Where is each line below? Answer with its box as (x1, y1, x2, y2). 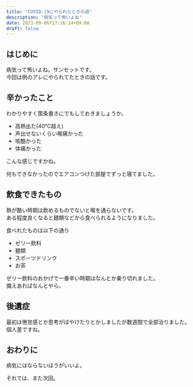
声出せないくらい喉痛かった (14, 130, 84, 137)
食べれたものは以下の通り (6, 227, 70, 234)
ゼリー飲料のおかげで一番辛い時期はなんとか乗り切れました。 (6, 275, 159, 282)
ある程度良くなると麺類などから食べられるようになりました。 (6, 214, 159, 221)
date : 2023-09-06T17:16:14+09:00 (6, 20, 90, 26)
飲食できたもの (6, 190, 62, 200)
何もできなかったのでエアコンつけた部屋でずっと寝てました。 (6, 170, 158, 177)
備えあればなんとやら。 (6, 282, 64, 289)
